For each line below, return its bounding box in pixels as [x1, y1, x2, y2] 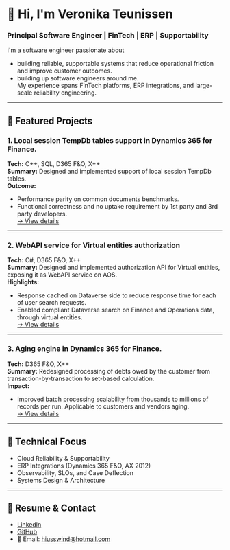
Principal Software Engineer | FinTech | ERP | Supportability [7, 31, 209, 41]
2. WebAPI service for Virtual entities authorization [7, 240, 180, 250]
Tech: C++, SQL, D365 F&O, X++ [7, 160, 101, 168]
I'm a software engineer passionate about [7, 46, 125, 54]
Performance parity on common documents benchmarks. [16, 195, 179, 203]
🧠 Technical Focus [7, 436, 87, 448]
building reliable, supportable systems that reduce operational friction [16, 60, 214, 68]
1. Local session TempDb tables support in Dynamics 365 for [7, 135, 213, 145]
